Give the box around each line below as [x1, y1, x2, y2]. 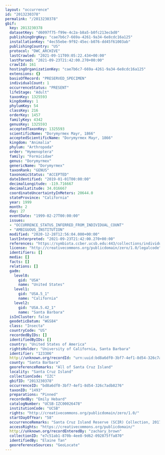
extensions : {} [9, 71, 41, 76]
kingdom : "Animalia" [9, 140, 52, 145]
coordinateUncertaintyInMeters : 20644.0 [9, 190, 93, 195]
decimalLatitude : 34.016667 [9, 186, 67, 191]
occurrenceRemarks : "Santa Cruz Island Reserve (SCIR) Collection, [9, 420, 151, 424]
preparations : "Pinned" [9, 392, 58, 397]
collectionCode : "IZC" [9, 374, 56, 379]
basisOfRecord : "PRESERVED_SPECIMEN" [9, 76, 87, 81]
